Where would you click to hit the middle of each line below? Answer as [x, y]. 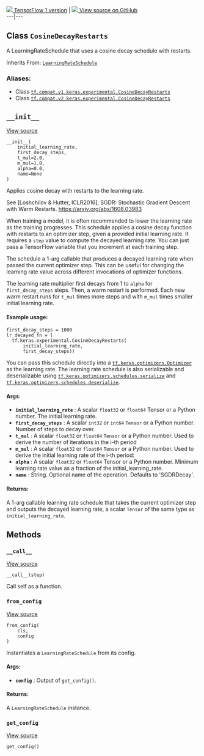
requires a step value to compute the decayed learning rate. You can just [98, 240]
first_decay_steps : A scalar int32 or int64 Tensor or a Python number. [105, 423]
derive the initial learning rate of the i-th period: [75, 455]
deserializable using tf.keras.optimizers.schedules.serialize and [91, 376]
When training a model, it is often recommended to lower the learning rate [99, 221]
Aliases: [19, 78]
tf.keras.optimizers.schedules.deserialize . [63, 382]
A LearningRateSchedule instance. [49, 708]
